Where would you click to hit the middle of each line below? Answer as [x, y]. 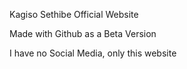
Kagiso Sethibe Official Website [74, 14]
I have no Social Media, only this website [93, 53]
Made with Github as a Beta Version [83, 33]
